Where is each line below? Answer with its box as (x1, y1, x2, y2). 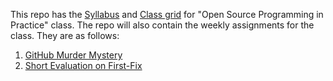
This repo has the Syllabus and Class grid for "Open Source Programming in (10, 9, 324, 20)
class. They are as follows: (10, 30, 120, 41)
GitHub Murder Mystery (24, 49, 123, 61)
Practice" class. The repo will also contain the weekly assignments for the (10, 19, 315, 31)
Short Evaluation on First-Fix (24, 60, 143, 71)
